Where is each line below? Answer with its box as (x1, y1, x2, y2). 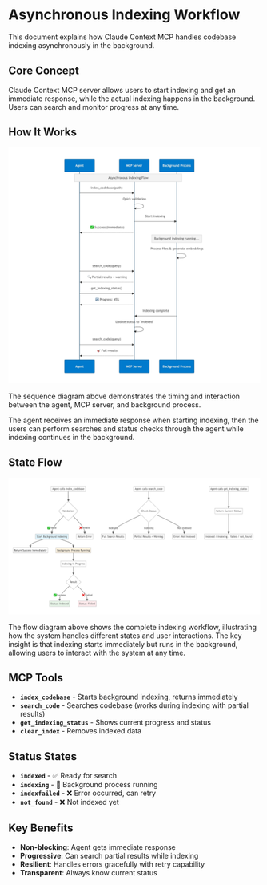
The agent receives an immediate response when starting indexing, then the (8, 415, 259, 426)
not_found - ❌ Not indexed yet (19, 798, 120, 807)
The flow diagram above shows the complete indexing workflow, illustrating (8, 622, 257, 632)
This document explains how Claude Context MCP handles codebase (8, 32, 237, 42)
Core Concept (8, 64, 80, 78)
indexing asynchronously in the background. (8, 40, 155, 50)
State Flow (8, 455, 62, 470)
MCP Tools (8, 671, 64, 685)
